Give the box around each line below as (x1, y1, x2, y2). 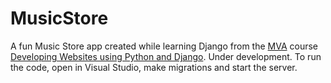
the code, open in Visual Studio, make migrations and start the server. (10, 61, 298, 73)
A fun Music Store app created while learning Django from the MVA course (10, 40, 319, 52)
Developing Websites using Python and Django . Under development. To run (10, 50, 322, 62)
